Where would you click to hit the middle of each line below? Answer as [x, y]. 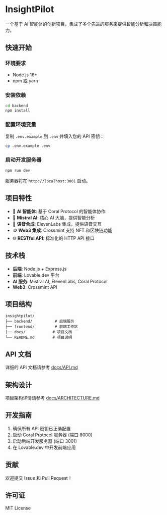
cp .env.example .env [28, 146]
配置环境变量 [21, 124]
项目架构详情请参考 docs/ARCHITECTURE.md [52, 398]
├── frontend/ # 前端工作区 [42, 327]
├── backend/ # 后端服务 [40, 322]
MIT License [18, 508]
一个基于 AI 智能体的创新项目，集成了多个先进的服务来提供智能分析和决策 [81, 24]
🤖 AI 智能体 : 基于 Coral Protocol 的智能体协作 [59, 211]
